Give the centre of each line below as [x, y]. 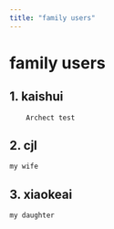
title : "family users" [52, 18]
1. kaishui [36, 97]
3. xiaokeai [41, 194]
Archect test [51, 118]
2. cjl [24, 146]
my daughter [32, 215]
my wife [24, 167]
